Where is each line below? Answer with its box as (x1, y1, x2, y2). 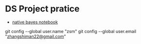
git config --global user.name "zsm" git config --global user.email (5, 28, 137, 34)
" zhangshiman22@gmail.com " (5, 33, 67, 39)
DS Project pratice (5, 3, 80, 14)
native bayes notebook (12, 19, 58, 25)
